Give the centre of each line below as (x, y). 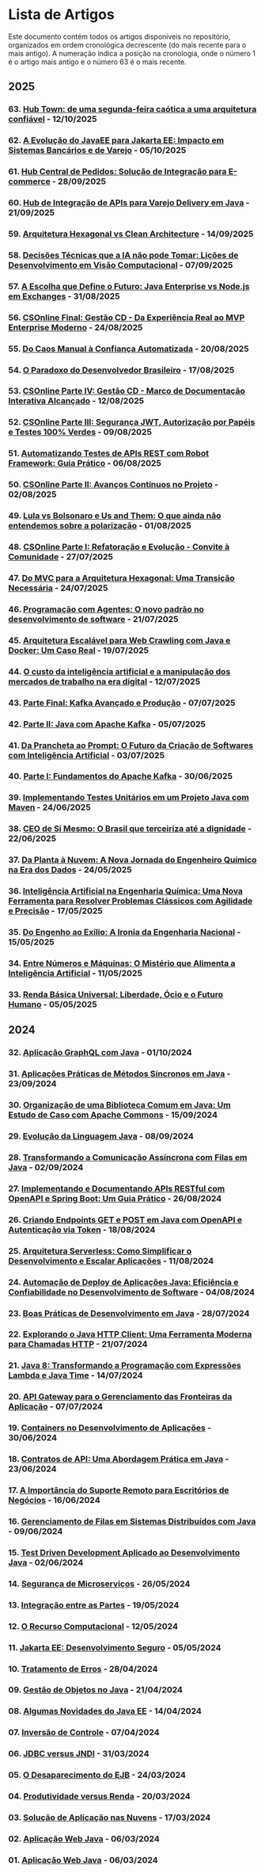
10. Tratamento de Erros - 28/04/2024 (83, 1669)
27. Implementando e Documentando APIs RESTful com (117, 1188)
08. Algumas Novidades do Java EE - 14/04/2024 (105, 1711)
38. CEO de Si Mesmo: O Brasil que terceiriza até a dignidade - (130, 829)
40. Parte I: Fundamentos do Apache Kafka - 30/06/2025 (121, 776)
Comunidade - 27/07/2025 (61, 557)
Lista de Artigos (61, 15)
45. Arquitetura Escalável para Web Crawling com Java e (119, 640)
